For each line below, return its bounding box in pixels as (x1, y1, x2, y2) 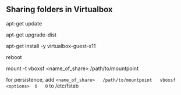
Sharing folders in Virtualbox (6, 5, 113, 14)
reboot (6, 53, 22, 60)
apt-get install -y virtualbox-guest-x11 (6, 42, 96, 49)
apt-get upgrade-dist (6, 31, 57, 38)
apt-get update (6, 20, 42, 27)
